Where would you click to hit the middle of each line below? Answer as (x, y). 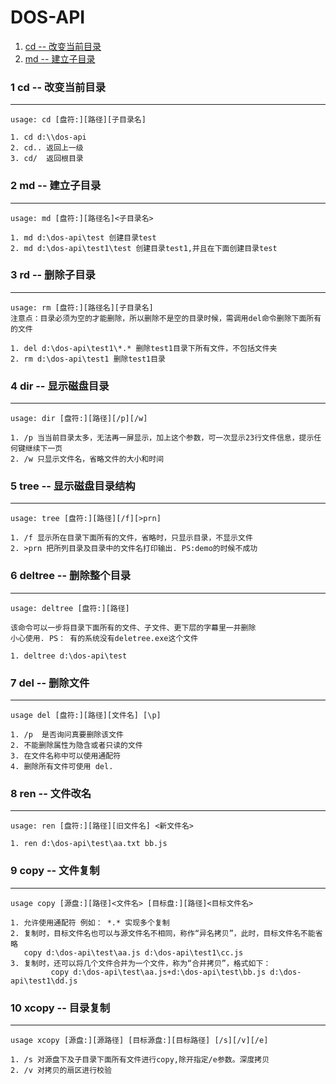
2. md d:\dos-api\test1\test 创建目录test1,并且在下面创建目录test (144, 248)
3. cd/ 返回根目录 (47, 159)
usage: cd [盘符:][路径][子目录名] (78, 120)
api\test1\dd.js (44, 981)
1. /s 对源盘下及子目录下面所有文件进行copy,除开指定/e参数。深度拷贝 (140, 1059)
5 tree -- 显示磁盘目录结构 (73, 486)
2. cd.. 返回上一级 (47, 148)
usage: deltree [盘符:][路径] (70, 608)
